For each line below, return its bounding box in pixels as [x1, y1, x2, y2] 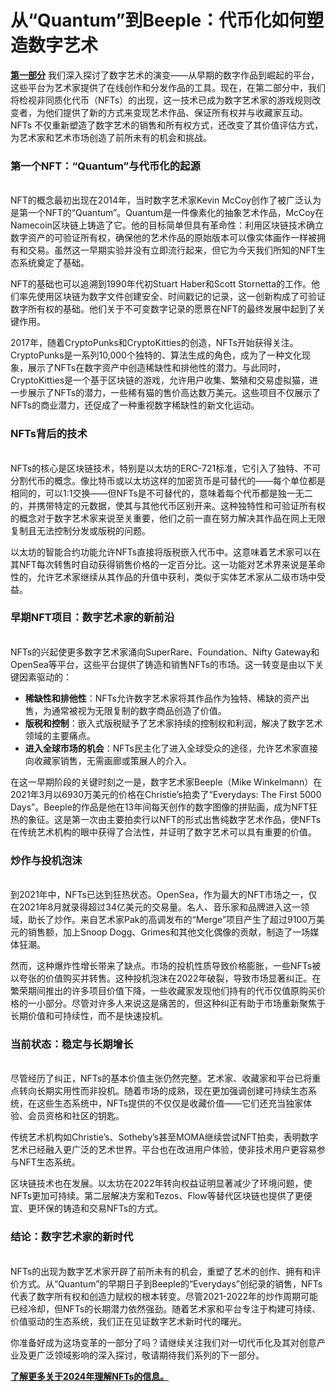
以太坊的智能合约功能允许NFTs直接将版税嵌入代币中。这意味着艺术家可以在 [10, 546, 322, 558]
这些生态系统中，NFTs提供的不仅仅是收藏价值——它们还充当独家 [36, 1097, 304, 1110]
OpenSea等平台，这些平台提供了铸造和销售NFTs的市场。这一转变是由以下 [10, 658, 316, 670]
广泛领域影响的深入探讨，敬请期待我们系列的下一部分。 [36, 1349, 265, 1361]
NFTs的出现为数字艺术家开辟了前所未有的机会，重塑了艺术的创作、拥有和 [10, 1265, 313, 1277]
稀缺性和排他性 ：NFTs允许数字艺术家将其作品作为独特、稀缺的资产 [24, 692, 302, 704]
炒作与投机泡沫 [10, 853, 83, 867]
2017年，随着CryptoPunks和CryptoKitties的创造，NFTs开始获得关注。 [10, 337, 299, 349]
